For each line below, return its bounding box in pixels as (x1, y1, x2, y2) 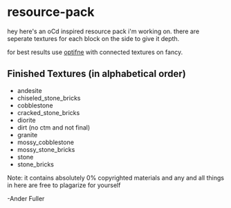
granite (17, 130, 38, 139)
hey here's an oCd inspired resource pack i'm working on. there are (7, 27, 200, 35)
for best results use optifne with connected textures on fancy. (7, 48, 183, 56)
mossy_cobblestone (17, 138, 75, 146)
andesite (17, 86, 43, 94)
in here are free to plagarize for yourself (7, 181, 121, 189)
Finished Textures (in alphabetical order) (7, 68, 187, 80)
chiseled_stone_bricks (17, 94, 81, 102)
